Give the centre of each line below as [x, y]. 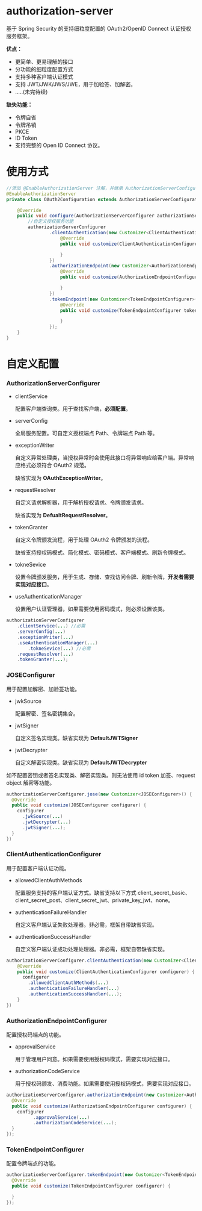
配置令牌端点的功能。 [32, 1163]
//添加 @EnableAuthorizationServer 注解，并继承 [65, 188]
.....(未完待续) [31, 92]
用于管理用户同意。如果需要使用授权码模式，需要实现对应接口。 [94, 1059]
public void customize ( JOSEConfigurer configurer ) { [79, 805]
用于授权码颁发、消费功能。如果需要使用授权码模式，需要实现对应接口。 [104, 1083]
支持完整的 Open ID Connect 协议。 [59, 145]
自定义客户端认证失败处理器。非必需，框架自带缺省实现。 [86, 924]
